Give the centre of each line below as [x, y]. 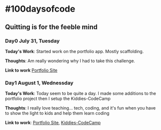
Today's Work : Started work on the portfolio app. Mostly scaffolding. [74, 51]
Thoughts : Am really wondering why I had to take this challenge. [70, 61]
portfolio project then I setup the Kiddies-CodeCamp [58, 99]
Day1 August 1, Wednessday [39, 83]
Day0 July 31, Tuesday [32, 41]
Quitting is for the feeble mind [51, 27]
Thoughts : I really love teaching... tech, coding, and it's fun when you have [80, 108]
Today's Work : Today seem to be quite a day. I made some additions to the [80, 93]
